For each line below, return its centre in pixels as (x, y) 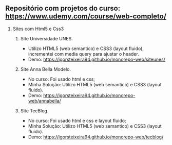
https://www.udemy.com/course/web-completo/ (86, 17)
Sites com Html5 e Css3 (38, 29)
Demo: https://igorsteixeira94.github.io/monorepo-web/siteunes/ (97, 59)
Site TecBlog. (34, 111)
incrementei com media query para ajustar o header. (84, 54)
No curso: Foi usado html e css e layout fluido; (77, 120)
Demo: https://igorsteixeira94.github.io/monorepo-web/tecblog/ (96, 137)
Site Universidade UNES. (46, 38)
